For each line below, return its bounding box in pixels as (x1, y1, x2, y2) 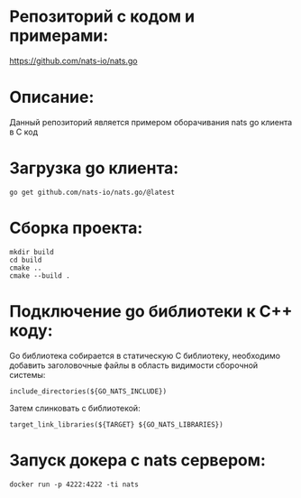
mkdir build (9, 247, 54, 256)
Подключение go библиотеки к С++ (9, 300, 293, 321)
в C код (9, 126, 39, 137)
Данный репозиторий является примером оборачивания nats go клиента (9, 116, 293, 127)
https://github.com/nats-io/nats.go (9, 55, 138, 66)
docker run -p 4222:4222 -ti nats (9, 480, 140, 489)
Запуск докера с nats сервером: (9, 449, 266, 470)
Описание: (9, 88, 95, 107)
